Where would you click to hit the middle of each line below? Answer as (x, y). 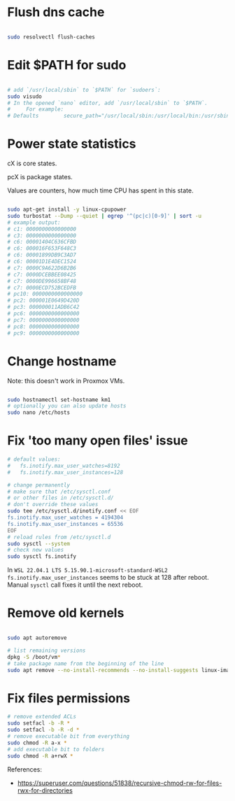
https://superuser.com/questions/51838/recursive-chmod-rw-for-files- (120, 783)
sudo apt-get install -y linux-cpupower (67, 210)
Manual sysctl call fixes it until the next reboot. (75, 585)
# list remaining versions (47, 650)
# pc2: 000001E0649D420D (43, 301)
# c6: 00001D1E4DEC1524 (42, 262)
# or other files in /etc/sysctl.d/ (60, 498)
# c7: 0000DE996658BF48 (42, 281)
